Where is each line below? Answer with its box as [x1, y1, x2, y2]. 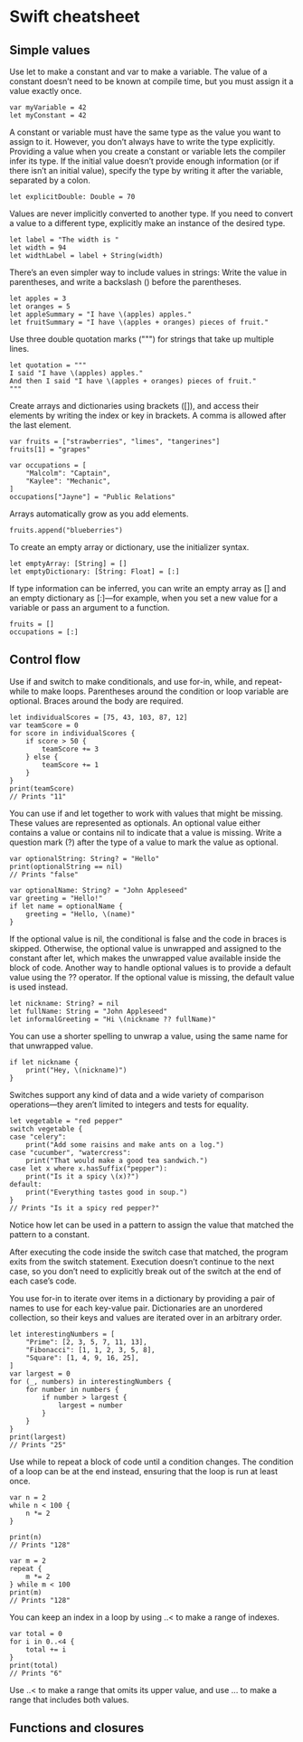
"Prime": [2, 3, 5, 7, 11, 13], [25, 1337, 147, 1347]
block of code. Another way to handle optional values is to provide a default [9, 961, 291, 973]
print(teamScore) [9, 784, 75, 793]
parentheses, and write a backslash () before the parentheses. [9, 277, 241, 287]
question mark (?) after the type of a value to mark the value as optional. [9, 837, 279, 847]
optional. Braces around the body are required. [9, 695, 184, 706]
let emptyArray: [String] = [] [9, 559, 128, 568]
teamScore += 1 [42, 760, 99, 770]
